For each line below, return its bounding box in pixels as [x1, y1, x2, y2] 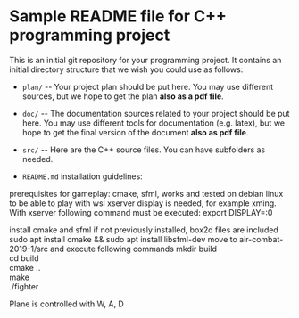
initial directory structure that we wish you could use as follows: [9, 64, 244, 75]
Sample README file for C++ [9, 6, 228, 27]
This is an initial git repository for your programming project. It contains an [9, 54, 282, 65]
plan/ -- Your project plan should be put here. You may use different [21, 81, 274, 92]
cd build [9, 252, 39, 264]
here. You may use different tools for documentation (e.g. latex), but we [21, 118, 286, 128]
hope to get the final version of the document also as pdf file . [21, 126, 249, 137]
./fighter [9, 281, 39, 291]
